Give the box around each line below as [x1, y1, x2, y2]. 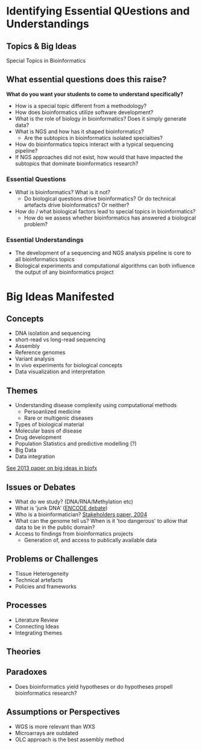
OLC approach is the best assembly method [14, 736, 125, 743]
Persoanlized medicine [24, 408, 81, 416]
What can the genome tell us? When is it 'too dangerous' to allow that [14, 517, 188, 525]
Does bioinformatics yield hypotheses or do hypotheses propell [14, 683, 173, 690]
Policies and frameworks [14, 583, 77, 590]
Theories [6, 646, 41, 657]
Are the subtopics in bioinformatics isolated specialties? [24, 134, 163, 141]
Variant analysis [14, 355, 55, 362]
